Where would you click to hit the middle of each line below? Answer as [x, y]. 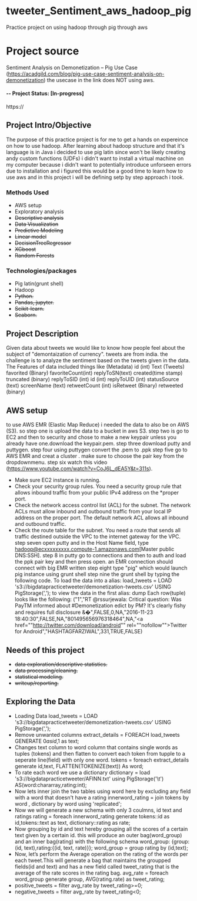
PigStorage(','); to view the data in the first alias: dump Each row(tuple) [100, 593]
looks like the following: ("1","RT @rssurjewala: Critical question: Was [98, 599]
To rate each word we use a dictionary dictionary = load [82, 772]
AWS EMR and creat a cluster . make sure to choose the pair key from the [95, 456]
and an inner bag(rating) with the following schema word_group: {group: [102, 841]
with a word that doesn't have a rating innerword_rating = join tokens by [102, 797]
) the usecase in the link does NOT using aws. [99, 80]
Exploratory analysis [39, 212]
